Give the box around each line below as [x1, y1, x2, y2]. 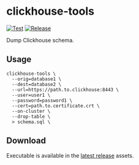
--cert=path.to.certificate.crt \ [12, 102, 100, 109]
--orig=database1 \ [12, 75, 62, 82]
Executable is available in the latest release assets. [6, 152, 134, 159]
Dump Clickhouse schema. [6, 36, 75, 44]
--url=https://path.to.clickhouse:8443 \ [12, 86, 119, 93]
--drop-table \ [12, 113, 51, 120]
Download [6, 136, 46, 146]
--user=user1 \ [12, 92, 51, 98]
